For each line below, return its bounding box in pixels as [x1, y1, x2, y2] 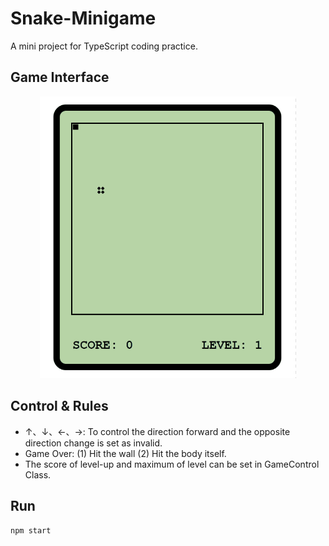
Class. [24, 468, 52, 481]
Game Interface [10, 69, 110, 86]
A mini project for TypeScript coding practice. [10, 40, 198, 52]
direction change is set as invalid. [24, 437, 163, 449]
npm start [10, 525, 52, 536]
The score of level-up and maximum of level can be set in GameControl [24, 458, 320, 470]
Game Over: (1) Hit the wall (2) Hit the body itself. [24, 447, 227, 459]
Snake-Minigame [10, 7, 157, 30]
